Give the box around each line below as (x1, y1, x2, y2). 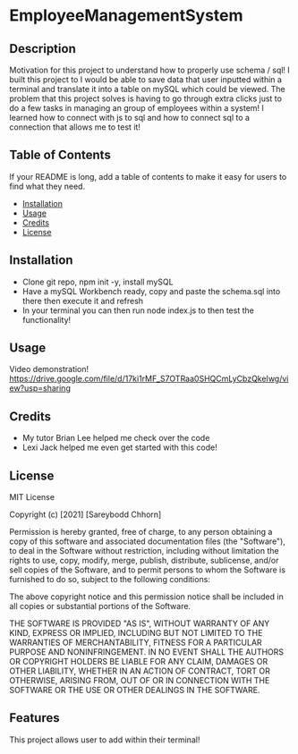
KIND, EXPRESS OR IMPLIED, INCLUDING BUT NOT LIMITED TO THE (9, 628, 263, 639)
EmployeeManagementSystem (9, 5, 243, 26)
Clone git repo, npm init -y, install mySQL (21, 276, 174, 287)
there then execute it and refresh (21, 295, 144, 306)
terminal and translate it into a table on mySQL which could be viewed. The (9, 84, 285, 94)
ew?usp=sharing (9, 383, 72, 394)
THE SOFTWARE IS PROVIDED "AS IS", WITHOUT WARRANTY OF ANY (9, 618, 270, 629)
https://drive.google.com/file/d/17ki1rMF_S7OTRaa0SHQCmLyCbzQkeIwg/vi (9, 373, 289, 385)
